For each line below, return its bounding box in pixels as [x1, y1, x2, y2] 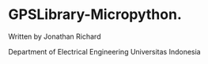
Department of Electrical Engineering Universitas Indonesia [8, 47, 201, 56]
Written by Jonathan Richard [8, 32, 101, 41]
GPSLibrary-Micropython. [8, 6, 182, 24]
